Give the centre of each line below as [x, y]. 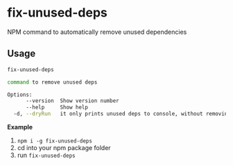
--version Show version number [72, 101]
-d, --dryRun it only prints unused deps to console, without [108, 114]
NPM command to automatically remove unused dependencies [97, 32]
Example [20, 127]
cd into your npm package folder [64, 148]
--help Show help [57, 108]
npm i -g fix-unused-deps [54, 141]
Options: [20, 95]
